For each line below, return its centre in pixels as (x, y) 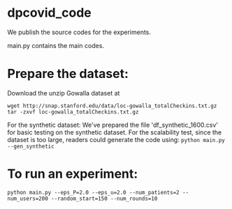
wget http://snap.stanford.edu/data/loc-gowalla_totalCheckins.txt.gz (112, 106)
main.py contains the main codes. (56, 45)
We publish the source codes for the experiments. (79, 32)
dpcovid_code (50, 13)
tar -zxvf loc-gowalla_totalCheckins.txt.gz (73, 112)
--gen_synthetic (31, 146)
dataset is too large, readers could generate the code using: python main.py (116, 139)
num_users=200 (28, 199)
